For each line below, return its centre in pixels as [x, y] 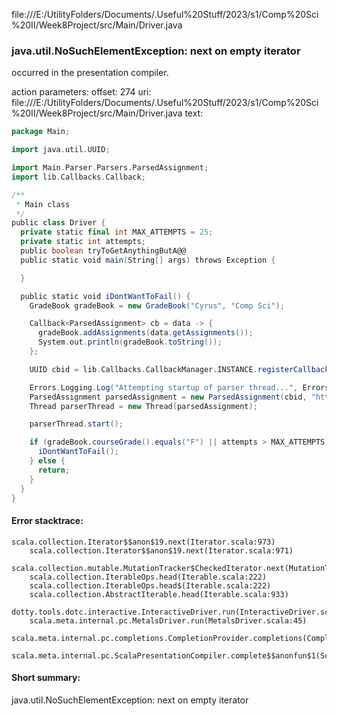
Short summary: [46, 678]
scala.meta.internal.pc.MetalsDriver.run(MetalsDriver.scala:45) [168, 620]
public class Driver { [58, 223]
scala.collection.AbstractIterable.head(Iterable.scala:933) [159, 594]
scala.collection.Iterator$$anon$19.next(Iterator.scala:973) [143, 542]
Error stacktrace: [47, 521]
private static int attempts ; [83, 242]
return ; [54, 470]
